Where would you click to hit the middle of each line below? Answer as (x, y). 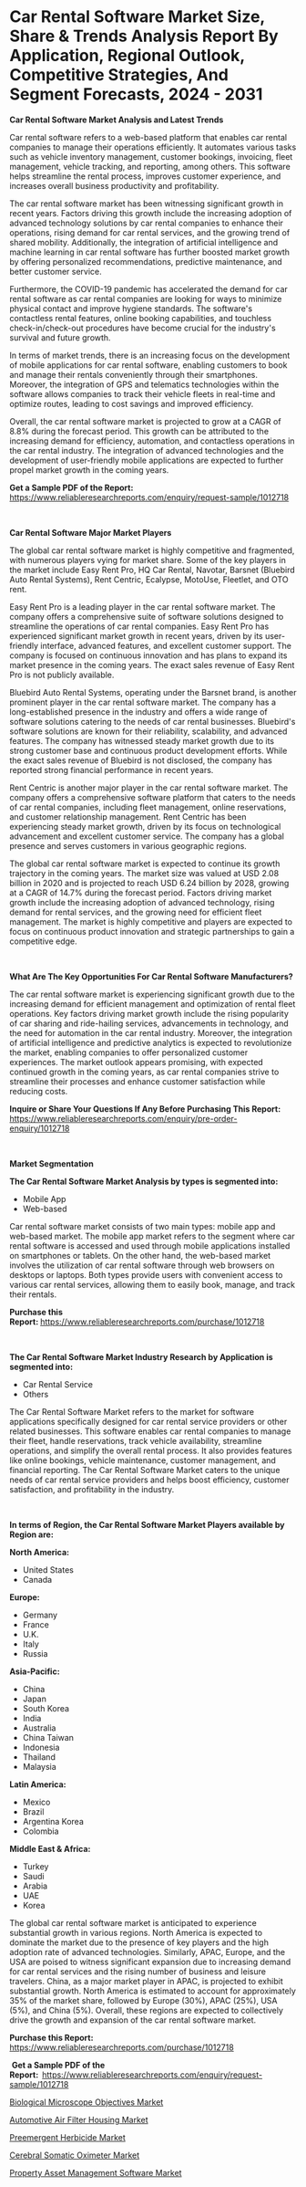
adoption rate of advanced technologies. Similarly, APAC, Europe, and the (147, 1952)
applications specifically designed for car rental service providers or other (148, 1421)
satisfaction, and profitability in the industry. (92, 1489)
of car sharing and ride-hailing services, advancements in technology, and (149, 1023)
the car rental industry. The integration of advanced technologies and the (147, 450)
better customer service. (56, 271)
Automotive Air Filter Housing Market (79, 2119)
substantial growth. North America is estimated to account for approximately (153, 1991)
